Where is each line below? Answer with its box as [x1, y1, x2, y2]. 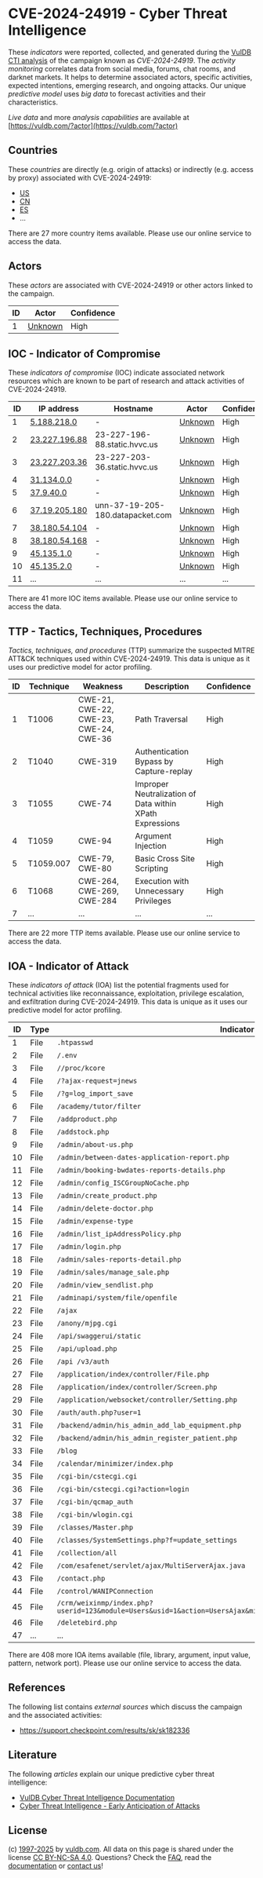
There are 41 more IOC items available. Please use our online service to [8, 594, 238, 603]
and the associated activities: [8, 1710, 103, 1719]
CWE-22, [77, 704, 114, 715]
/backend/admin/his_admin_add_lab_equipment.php [56, 1421, 242, 1430]
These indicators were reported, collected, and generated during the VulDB [8, 47, 252, 57]
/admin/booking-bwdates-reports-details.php [56, 1166, 225, 1175]
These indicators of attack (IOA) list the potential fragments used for [8, 981, 229, 989]
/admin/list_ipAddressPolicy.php [56, 1229, 182, 1238]
